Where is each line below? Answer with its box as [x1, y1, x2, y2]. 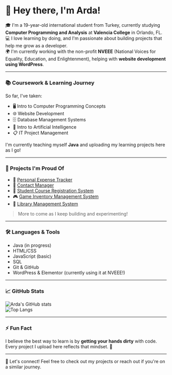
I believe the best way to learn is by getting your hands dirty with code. [5, 338, 157, 344]
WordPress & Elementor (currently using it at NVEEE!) [12, 270, 125, 276]
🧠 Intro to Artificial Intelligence [12, 124, 77, 130]
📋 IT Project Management [12, 130, 69, 136]
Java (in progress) [12, 242, 52, 248]
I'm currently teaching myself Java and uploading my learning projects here [5, 141, 165, 148]
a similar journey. [5, 364, 41, 370]
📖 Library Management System [12, 201, 78, 207]
